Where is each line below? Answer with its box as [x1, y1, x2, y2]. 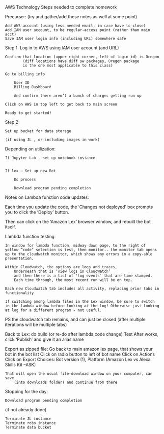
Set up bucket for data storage [5, 129, 71, 134]
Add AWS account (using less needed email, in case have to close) [5, 23, 146, 28]
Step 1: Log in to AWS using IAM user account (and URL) [5, 45, 119, 51]
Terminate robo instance [5, 421, 56, 426]
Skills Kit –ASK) [5, 362, 36, 367]
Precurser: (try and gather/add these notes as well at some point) [5, 14, 137, 19]
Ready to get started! [5, 110, 52, 115]
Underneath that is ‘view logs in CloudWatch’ [14, 269, 111, 274]
